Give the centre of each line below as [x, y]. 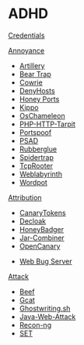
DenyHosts [37, 90]
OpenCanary [40, 246]
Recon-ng [35, 325]
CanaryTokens [42, 212]
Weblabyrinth [40, 174]
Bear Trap [35, 74]
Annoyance [26, 50]
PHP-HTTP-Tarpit [47, 124]
